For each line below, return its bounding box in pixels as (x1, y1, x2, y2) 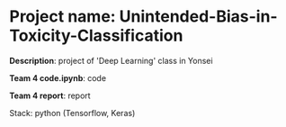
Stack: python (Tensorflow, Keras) (9, 107, 136, 118)
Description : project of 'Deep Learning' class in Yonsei (9, 55, 213, 66)
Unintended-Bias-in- (119, 6, 278, 27)
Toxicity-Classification (9, 25, 183, 46)
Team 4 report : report (9, 90, 92, 101)
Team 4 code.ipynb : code (9, 72, 106, 83)
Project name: (9, 6, 116, 27)
